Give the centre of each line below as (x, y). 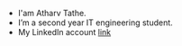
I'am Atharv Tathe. (52, 13)
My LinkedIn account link (64, 32)
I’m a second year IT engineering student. (95, 23)
